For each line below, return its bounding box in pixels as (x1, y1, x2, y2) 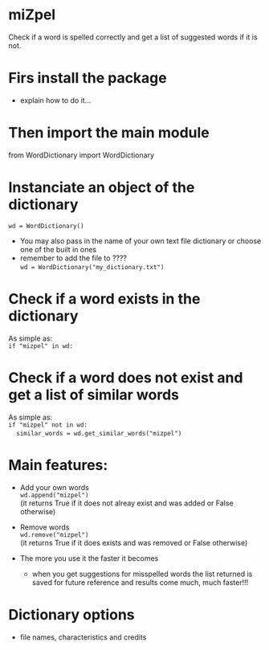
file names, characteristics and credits (19, 632, 147, 642)
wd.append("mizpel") (19, 491, 89, 499)
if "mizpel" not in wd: (8, 420, 88, 429)
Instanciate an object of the (8, 178, 195, 196)
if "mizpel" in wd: (8, 341, 74, 350)
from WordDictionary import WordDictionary (8, 150, 155, 160)
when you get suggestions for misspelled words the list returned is (31, 569, 253, 578)
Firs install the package (8, 69, 167, 88)
